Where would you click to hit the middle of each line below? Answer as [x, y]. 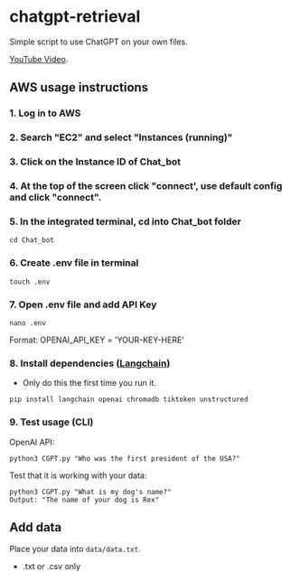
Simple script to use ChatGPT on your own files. [99, 42]
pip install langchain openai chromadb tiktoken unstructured [129, 399]
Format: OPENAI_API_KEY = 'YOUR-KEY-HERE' [97, 340]
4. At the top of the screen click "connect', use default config [146, 186]
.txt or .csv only [52, 567]
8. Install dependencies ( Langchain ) [90, 363]
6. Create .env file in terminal [74, 263]
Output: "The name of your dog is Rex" [84, 500]
